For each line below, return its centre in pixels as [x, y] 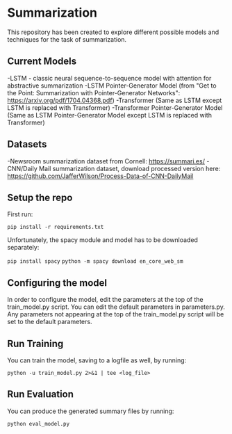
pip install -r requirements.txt [56, 227]
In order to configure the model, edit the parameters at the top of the [105, 300]
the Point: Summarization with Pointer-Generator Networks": [94, 93]
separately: [23, 248]
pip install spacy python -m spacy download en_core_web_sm [95, 262]
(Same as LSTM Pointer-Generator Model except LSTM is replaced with [109, 115]
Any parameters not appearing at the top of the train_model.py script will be [116, 314]
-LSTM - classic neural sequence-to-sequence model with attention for [109, 78]
